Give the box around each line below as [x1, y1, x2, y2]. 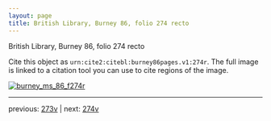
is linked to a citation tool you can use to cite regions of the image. [8, 65, 229, 75]
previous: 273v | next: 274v [8, 103, 99, 113]
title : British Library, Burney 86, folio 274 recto [8, 19, 190, 27]
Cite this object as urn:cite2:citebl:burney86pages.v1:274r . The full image [8, 57, 259, 67]
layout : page [8, 11, 52, 20]
